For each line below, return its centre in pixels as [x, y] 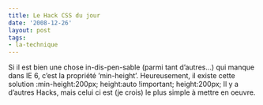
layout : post [30, 30]
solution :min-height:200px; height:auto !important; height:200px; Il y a [124, 84]
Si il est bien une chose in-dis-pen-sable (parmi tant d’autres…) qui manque [131, 67]
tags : [17, 37]
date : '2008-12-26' [40, 23]
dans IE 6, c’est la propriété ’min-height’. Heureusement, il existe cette [122, 76]
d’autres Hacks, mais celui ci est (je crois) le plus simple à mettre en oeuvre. [132, 92]
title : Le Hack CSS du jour [54, 15]
